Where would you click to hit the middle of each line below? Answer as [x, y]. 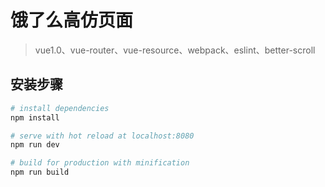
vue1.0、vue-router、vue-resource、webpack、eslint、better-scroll [175, 50]
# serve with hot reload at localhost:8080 [102, 136]
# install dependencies [60, 108]
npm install [35, 117]
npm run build [40, 172]
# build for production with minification [100, 163]
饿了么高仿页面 [72, 20]
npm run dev [35, 145]
